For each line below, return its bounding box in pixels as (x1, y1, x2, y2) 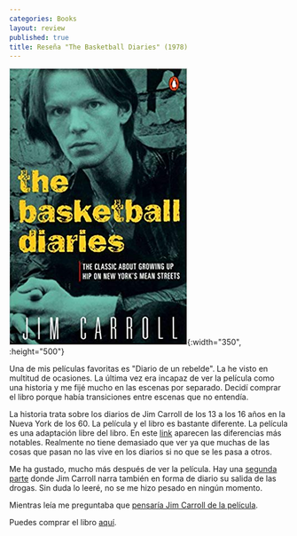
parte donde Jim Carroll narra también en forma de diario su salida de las (9, 473, 277, 484)
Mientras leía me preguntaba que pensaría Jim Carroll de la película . (9, 500, 259, 510)
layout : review (9, 23, 66, 33)
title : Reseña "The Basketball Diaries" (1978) (9, 43, 189, 51)
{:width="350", (187, 337, 242, 348)
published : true (9, 33, 69, 42)
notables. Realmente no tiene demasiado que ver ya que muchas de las (9, 437, 270, 448)
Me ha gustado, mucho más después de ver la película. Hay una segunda (9, 464, 277, 475)
